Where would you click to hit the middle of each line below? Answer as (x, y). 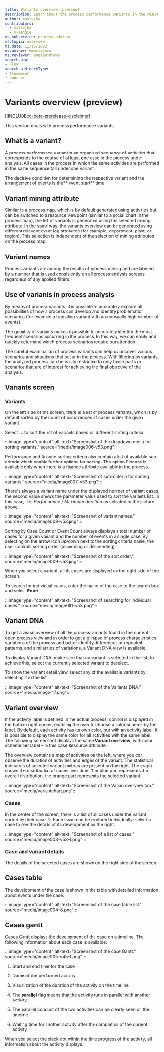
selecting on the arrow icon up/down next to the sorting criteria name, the (80, 541)
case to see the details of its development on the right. (60, 824)
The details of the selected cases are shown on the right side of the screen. (81, 862)
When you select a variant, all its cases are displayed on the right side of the (82, 571)
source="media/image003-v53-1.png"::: (46, 839)
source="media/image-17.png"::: (38, 693)
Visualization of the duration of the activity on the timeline (70, 985)
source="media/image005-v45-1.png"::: (46, 957)
